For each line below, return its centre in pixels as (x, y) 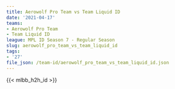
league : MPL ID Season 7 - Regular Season (61, 40)
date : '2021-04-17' (31, 18)
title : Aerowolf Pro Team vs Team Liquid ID (63, 12)
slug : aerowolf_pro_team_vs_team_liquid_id (62, 46)
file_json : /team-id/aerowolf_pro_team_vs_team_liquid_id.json (88, 62)
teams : (15, 23)
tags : (13, 51)
